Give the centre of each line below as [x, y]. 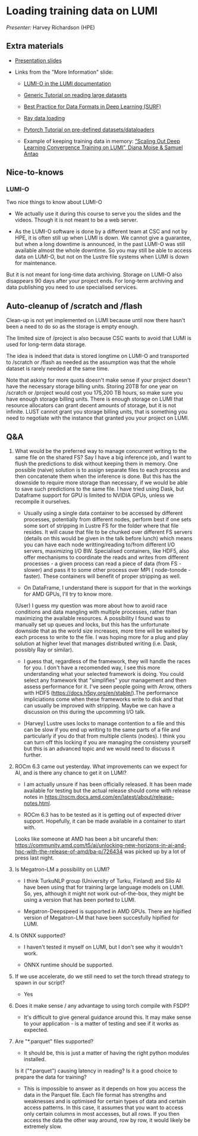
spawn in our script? [40, 983]
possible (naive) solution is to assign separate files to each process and [102, 470]
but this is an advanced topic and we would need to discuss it [99, 749]
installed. [35, 1059]
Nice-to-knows [35, 173]
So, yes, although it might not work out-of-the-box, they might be [104, 893]
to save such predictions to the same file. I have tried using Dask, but [99, 489]
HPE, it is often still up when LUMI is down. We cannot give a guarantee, [103, 238]
